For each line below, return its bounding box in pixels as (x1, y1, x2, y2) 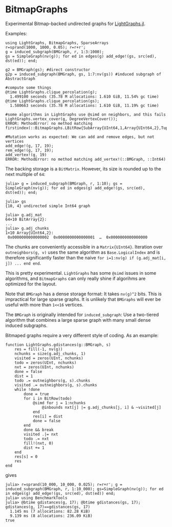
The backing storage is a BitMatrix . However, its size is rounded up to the (5, 165, 161, 172)
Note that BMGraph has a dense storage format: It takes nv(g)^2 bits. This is (5, 291, 162, 297)
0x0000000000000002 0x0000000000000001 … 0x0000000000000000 (7, 234, 147, 240)
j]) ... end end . (5, 260, 41, 266)
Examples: (5, 30, 27, 36)
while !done (14, 387, 40, 392)
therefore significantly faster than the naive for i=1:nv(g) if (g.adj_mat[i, (5, 254, 166, 260)
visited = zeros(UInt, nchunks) (14, 356, 83, 361)
